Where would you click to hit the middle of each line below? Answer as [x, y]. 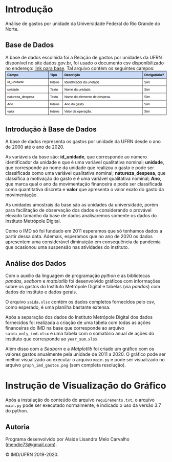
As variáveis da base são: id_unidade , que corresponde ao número [76, 157]
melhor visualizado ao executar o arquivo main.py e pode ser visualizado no [85, 360]
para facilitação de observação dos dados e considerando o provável [79, 210]
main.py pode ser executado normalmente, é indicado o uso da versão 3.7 [83, 405]
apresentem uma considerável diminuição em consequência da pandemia [83, 242]
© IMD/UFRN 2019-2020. [32, 454]
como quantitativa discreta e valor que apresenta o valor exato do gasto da [85, 190]
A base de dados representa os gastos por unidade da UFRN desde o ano [83, 142]
